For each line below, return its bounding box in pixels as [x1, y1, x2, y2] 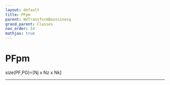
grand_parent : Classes [5, 21, 53, 27]
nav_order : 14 [5, 26, 35, 31]
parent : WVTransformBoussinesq [5, 17, 71, 22]
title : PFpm [5, 12, 30, 17]
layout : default [5, 7, 39, 13]
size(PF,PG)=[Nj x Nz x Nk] [5, 69, 62, 75]
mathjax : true [5, 31, 35, 36]
